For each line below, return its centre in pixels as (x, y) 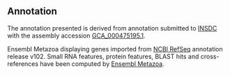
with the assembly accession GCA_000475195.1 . (76, 35)
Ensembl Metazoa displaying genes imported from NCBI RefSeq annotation (115, 49)
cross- (210, 56)
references (23, 64)
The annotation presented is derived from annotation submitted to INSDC (112, 28)
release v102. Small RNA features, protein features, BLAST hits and (103, 56)
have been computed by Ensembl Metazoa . (102, 64)
